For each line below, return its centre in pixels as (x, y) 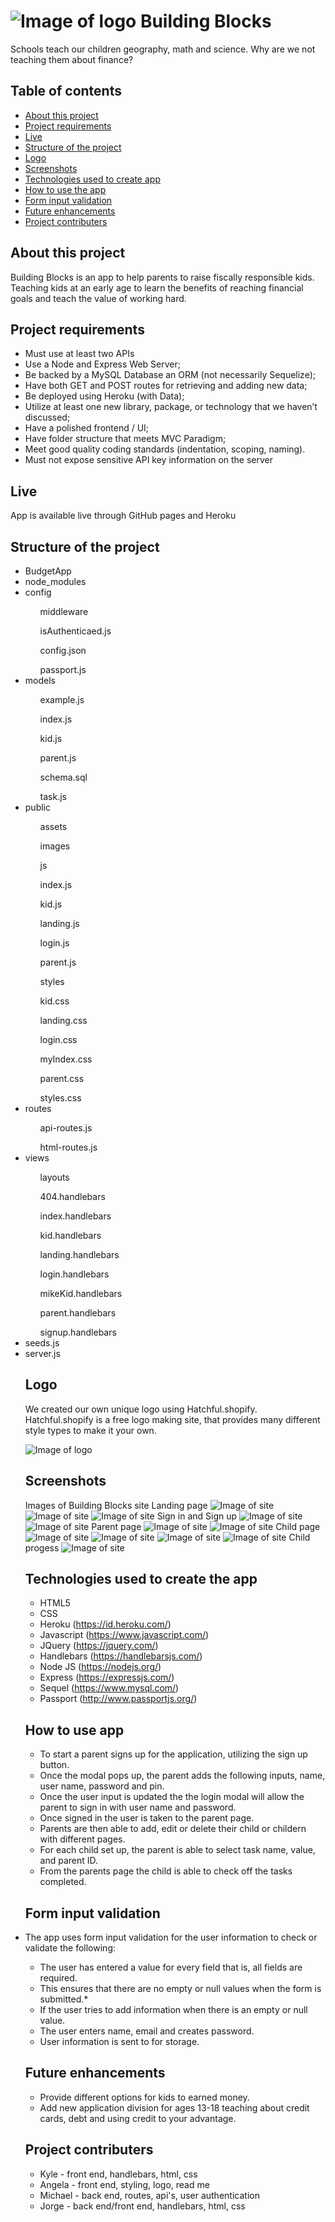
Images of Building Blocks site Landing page (116, 1505)
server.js (42, 1353)
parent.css (62, 1078)
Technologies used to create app (92, 179)
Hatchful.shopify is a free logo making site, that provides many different (172, 1419)
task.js (53, 796)
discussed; (47, 417)
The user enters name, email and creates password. (147, 2031)
